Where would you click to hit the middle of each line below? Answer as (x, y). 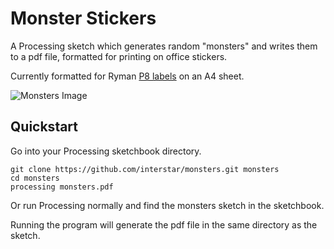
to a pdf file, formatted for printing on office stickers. (119, 56)
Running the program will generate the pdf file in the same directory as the (164, 224)
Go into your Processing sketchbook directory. (106, 151)
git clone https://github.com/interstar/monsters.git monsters (145, 169)
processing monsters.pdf (62, 187)
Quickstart (44, 127)
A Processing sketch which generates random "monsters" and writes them (164, 46)
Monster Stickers (83, 18)
